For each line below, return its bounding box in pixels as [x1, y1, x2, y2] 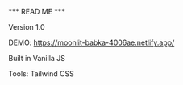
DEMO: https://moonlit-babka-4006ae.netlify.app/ [8, 38, 175, 47]
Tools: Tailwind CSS [8, 69, 74, 79]
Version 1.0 [8, 22, 45, 31]
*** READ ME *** [8, 7, 66, 16]
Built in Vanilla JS [8, 54, 66, 63]
